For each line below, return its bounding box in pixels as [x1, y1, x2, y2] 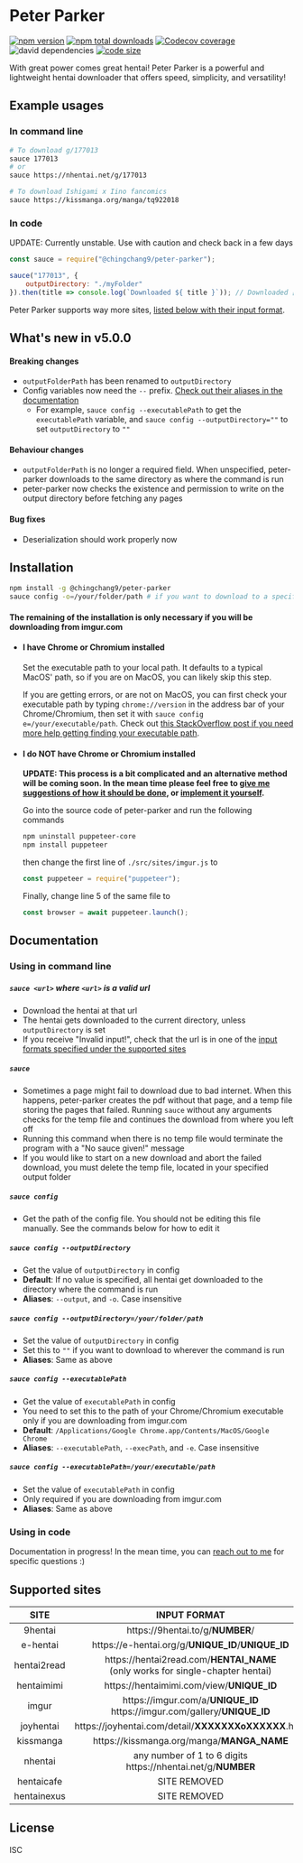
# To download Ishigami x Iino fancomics [9, 187, 168, 197]
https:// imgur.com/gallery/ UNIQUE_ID [111, 1705, 271, 1718]
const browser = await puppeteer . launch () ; [22, 908, 189, 917]
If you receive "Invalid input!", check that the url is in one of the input [22, 1034, 278, 1045]
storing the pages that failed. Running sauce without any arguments [22, 1104, 272, 1115]
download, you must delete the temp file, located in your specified [22, 1162, 269, 1172]
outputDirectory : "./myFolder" [25, 279, 143, 289]
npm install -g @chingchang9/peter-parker [9, 584, 171, 593]
